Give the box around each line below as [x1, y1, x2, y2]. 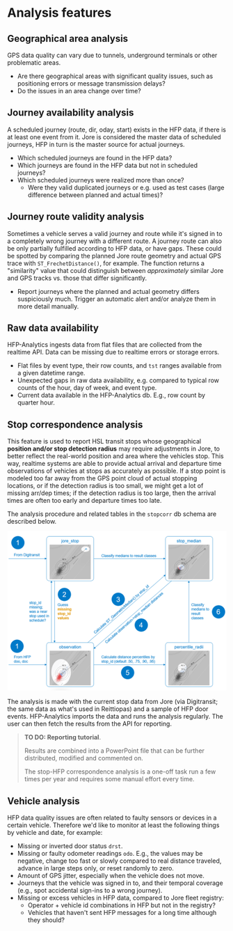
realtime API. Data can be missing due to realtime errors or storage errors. [7, 348, 220, 357]
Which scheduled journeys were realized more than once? [17, 175, 184, 184]
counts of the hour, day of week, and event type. [17, 384, 157, 392]
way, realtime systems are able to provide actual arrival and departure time [7, 460, 222, 468]
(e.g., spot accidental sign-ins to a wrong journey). [17, 886, 163, 895]
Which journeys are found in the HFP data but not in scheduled [17, 161, 198, 169]
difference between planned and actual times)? [27, 190, 163, 199]
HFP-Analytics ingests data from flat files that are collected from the [7, 341, 202, 349]
